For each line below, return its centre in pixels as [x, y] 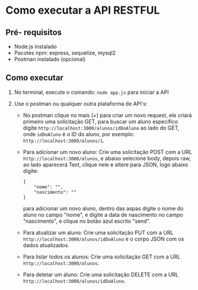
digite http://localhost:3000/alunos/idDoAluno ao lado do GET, [101, 128]
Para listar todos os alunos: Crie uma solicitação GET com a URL [102, 257]
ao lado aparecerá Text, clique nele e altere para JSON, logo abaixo [106, 165]
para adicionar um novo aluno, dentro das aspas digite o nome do [103, 208]
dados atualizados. [46, 245]
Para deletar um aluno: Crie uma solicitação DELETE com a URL [101, 275]
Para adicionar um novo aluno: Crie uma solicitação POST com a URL [107, 152]
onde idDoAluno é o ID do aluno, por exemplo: [79, 134]
